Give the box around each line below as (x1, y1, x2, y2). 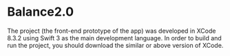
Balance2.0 (7, 4, 74, 20)
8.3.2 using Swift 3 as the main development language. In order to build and (7, 33, 222, 42)
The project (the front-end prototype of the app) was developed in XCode (7, 27, 216, 35)
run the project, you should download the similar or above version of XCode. (7, 41, 224, 49)
